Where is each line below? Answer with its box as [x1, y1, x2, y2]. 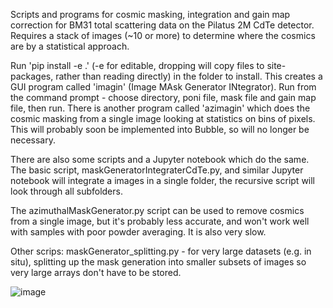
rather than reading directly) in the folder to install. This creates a [55, 70, 323, 82]
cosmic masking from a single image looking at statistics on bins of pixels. [10, 113, 316, 124]
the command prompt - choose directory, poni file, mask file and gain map [10, 92, 317, 103]
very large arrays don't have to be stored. [10, 267, 182, 278]
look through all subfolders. [10, 185, 123, 197]
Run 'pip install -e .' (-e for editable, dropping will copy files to [10, 60, 265, 71]
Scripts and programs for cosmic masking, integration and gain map [10, 9, 291, 20]
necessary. [10, 134, 57, 146]
